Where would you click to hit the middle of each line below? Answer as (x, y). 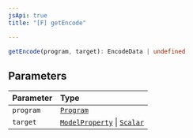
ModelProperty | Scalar (102, 122)
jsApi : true (28, 15)
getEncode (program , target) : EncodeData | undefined (97, 51)
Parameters (38, 76)
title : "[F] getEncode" (47, 23)
